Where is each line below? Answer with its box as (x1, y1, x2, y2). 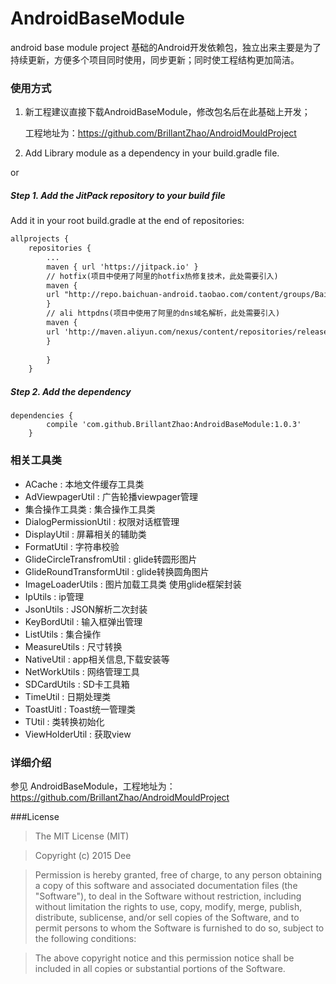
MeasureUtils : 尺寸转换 (24, 640, 123, 652)
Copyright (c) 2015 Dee (34, 849, 132, 861)
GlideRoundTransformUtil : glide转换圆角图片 (24, 565, 210, 577)
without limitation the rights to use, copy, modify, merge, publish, (34, 900, 303, 912)
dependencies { (10, 411, 74, 421)
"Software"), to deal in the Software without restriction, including (34, 890, 302, 902)
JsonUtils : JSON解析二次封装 (24, 603, 148, 615)
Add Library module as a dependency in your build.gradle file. (24, 147, 280, 159)
